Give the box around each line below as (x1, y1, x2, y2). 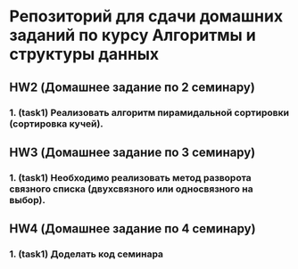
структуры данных (9, 45, 160, 64)
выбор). (9, 193, 46, 206)
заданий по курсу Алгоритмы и (9, 25, 256, 45)
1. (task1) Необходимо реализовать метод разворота (9, 171, 252, 183)
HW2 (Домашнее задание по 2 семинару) (9, 79, 256, 94)
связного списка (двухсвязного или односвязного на (9, 183, 253, 195)
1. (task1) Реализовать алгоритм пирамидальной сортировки (9, 106, 290, 118)
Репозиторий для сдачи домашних (9, 6, 284, 27)
